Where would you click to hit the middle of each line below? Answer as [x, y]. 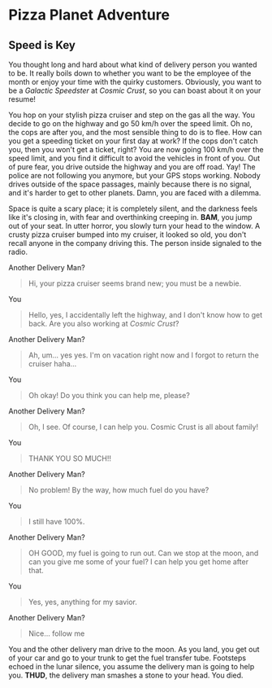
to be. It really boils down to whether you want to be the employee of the [130, 73]
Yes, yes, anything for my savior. [83, 602]
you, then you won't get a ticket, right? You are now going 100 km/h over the [136, 149]
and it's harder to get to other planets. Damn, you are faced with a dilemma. [135, 193]
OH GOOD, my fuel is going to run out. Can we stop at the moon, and [143, 553]
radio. [18, 252]
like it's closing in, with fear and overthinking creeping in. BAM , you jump [131, 217]
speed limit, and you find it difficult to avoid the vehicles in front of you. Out [134, 158]
